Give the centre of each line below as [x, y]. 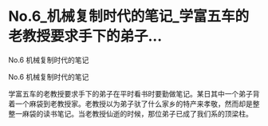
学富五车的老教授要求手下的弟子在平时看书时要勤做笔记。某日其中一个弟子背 [134, 93]
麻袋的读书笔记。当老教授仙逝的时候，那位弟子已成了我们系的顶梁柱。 [137, 113]
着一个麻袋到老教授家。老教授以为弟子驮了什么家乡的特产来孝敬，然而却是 [130, 104]
